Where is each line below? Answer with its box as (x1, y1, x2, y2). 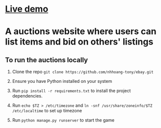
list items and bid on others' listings (5, 36, 154, 48)
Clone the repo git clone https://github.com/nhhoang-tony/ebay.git (12, 69, 154, 75)
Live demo (5, 3, 49, 15)
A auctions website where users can (5, 26, 157, 37)
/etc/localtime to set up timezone (12, 108, 82, 114)
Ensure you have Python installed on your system (12, 78, 112, 84)
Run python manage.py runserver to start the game (12, 117, 114, 123)
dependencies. (12, 93, 43, 99)
